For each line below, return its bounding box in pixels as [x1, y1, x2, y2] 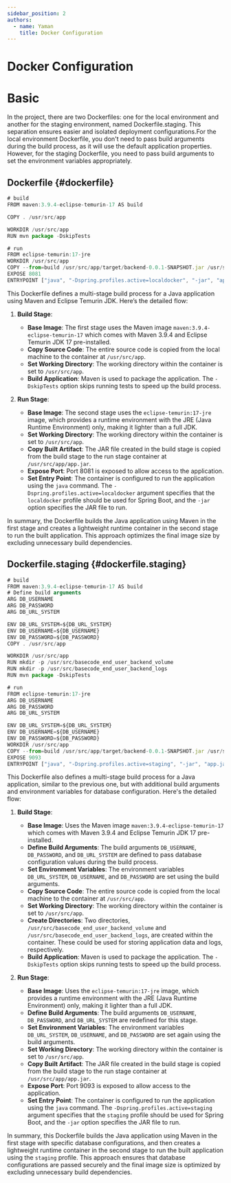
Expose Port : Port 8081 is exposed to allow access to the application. [27, 467, 224, 475]
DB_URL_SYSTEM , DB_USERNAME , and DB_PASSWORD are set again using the [27, 1030, 221, 1039]
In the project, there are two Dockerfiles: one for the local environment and [7, 113, 219, 121]
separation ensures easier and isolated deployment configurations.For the [7, 128, 217, 136]
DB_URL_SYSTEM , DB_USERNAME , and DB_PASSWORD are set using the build [27, 872, 219, 881]
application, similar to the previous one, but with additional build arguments [7, 780, 220, 788]
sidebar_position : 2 [7, 10, 67, 17]
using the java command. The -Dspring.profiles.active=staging [27, 1104, 213, 1112]
